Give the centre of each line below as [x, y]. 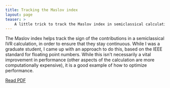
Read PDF [16, 80]
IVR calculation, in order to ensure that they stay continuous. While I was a [83, 44]
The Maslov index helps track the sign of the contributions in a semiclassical [85, 38]
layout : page [19, 15]
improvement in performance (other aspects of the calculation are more [80, 60]
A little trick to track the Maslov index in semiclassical [79, 24]
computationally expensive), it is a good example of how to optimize [76, 65]
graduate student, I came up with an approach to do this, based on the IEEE [84, 49]
